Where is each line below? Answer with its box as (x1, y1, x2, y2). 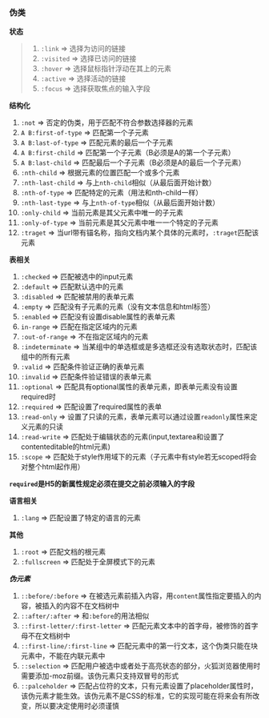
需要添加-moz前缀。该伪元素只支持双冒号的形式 (20, 671, 179, 681)
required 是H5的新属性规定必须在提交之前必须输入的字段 (9, 479, 195, 489)
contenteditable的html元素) (20, 442, 111, 451)
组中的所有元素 (20, 352, 70, 362)
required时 (20, 392, 57, 402)
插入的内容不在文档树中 (42, 601, 119, 611)
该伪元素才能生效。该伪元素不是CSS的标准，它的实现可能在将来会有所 (20, 691, 253, 701)
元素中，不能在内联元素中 (20, 651, 106, 661)
